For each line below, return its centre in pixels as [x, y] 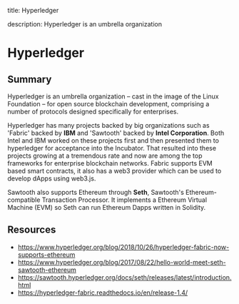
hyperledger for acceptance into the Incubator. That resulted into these [112, 148]
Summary [30, 79]
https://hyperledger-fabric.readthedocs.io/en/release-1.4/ [102, 293]
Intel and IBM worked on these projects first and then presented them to [113, 141]
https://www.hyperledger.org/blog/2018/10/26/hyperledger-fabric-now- [123, 247]
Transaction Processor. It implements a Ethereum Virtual [124, 200]
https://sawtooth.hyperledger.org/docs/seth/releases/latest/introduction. [124, 277]
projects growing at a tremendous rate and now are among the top [105, 156]
